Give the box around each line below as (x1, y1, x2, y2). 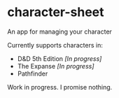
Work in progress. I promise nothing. (7, 83, 113, 91)
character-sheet (7, 4, 104, 20)
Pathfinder (17, 69, 48, 78)
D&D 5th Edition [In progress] (17, 54, 102, 63)
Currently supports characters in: (7, 41, 103, 49)
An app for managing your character (7, 27, 112, 36)
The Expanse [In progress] (17, 62, 94, 70)
